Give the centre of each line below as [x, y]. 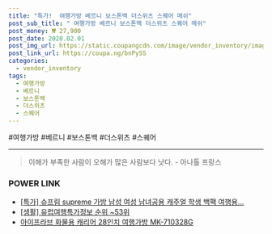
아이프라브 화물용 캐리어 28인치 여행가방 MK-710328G [107, 222]
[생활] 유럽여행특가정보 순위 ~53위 [75, 212]
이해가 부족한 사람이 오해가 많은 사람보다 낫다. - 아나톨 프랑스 [125, 162]
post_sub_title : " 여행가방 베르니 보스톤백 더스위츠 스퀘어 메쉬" [107, 23]
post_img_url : [32, 46]
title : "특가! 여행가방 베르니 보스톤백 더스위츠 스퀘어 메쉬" [100, 16]
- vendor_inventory [49, 69]
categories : [28, 61]
